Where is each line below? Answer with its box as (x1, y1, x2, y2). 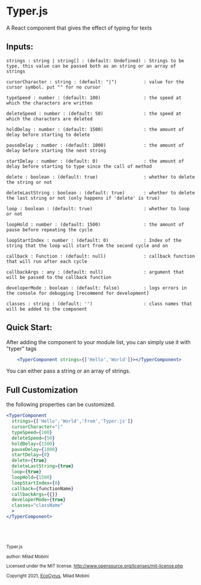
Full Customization (6, 385, 78, 395)
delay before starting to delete (6, 132, 90, 138)
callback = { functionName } (11, 485, 74, 491)
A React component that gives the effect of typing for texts (6, 24, 152, 31)
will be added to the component (6, 306, 87, 312)
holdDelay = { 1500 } (11, 441, 55, 447)
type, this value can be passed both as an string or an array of (6, 63, 176, 69)
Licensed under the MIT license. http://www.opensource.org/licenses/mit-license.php (6, 563, 184, 569)
